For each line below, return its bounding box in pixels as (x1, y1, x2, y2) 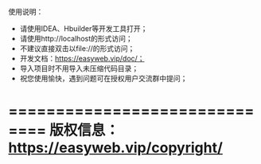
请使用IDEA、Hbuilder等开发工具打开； (19, 24, 148, 33)
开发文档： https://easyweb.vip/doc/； (19, 54, 145, 63)
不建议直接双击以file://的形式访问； (19, 44, 135, 53)
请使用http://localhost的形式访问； (19, 34, 133, 43)
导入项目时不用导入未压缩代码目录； (19, 64, 139, 73)
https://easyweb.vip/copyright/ (8, 139, 223, 157)
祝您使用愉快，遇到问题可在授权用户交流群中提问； (19, 74, 188, 83)
